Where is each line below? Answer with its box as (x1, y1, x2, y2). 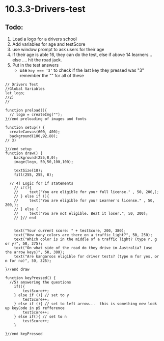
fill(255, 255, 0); (14, 172, 54, 177)
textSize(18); (14, 168, 43, 173)
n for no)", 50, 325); (5, 258, 52, 263)
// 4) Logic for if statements (9, 181, 74, 186)
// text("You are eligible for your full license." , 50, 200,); (14, 190, 160, 195)
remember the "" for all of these (19, 73, 84, 78)
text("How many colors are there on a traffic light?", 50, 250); (14, 232, 153, 237)
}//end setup (5, 146, 32, 151)
